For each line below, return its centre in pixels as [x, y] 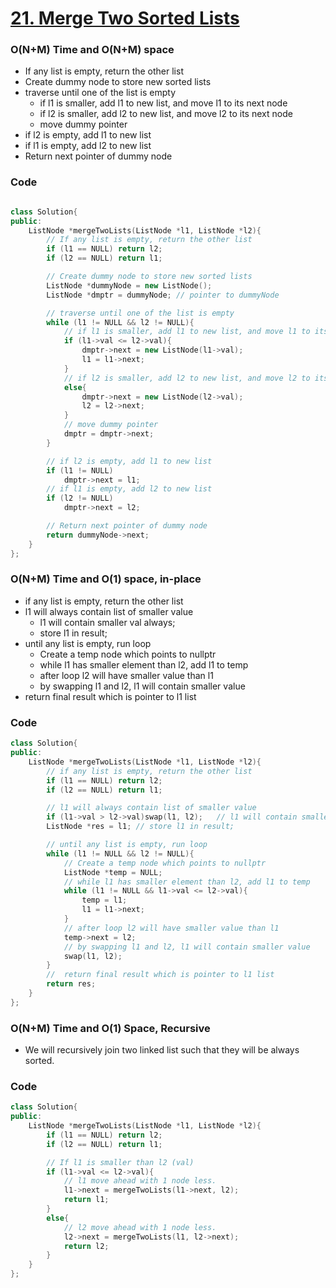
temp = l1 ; [104, 900]
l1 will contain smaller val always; [107, 622]
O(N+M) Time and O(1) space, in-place [106, 579]
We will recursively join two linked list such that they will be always [162, 1050]
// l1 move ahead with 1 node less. [140, 1181]
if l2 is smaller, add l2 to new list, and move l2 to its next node [166, 114]
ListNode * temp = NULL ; [113, 872]
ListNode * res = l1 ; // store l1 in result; [140, 827]
